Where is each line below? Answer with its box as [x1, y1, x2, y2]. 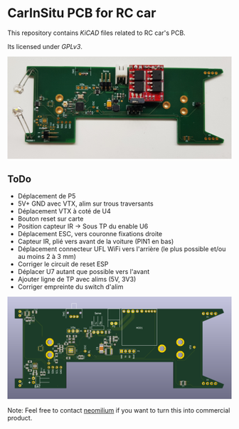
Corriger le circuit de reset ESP [17, 260, 109, 268]
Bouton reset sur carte [17, 215, 84, 223]
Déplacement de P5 [17, 192, 76, 201]
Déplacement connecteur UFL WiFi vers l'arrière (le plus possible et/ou [17, 245, 226, 253]
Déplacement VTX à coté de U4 [17, 207, 112, 216]
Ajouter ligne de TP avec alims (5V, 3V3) [17, 275, 137, 284]
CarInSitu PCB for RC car [7, 5, 156, 21]
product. [7, 414, 33, 423]
